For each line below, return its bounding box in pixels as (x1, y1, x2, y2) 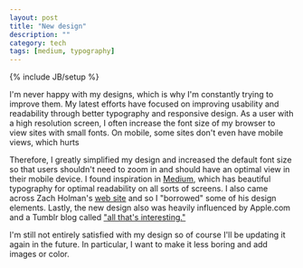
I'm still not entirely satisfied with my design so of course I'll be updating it (9, 229, 286, 240)
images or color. (9, 249, 70, 260)
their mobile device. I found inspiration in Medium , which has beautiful (9, 173, 271, 185)
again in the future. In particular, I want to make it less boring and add (9, 239, 269, 250)
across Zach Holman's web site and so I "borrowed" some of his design (9, 193, 277, 204)
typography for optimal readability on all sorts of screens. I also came (9, 183, 269, 194)
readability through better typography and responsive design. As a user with (9, 108, 294, 119)
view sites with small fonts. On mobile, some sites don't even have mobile (9, 127, 283, 138)
